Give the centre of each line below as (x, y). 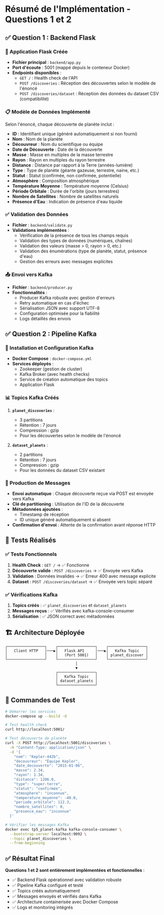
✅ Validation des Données (37, 215)
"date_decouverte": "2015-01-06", (49, 766)
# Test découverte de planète (36, 738)
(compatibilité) (34, 99)
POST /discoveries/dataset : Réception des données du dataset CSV (89, 93)
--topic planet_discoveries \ (40, 838)
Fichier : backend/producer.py (42, 287)
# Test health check (26, 725)
